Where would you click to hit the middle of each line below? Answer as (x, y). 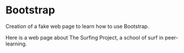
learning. (16, 44)
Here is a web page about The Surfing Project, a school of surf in (85, 37)
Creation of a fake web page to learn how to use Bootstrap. (78, 26)
